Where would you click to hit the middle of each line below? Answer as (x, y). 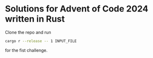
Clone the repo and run (28, 32)
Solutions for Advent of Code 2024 (77, 9)
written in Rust (35, 19)
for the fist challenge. (26, 50)
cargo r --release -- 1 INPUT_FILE (41, 41)
